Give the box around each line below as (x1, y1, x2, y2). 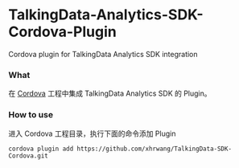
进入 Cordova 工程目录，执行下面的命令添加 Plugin (8, 129, 176, 138)
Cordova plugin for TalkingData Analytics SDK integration (8, 49, 199, 59)
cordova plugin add (8, 145, 74, 153)
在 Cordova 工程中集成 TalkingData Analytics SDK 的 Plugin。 (8, 88, 212, 98)
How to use (8, 109, 54, 121)
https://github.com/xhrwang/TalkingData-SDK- (76, 145, 232, 153)
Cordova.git (8, 151, 48, 160)
